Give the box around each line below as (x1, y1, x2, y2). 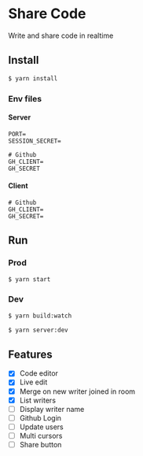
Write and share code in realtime (8, 31, 114, 40)
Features (8, 347, 53, 361)
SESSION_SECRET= (8, 137, 61, 145)
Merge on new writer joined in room (19, 387, 136, 396)
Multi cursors (19, 431, 63, 440)
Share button (19, 439, 62, 449)
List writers (19, 395, 57, 405)
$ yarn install (8, 74, 58, 83)
